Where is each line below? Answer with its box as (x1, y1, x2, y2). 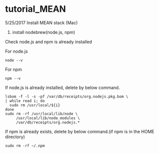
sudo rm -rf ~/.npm (5, 143, 45, 148)
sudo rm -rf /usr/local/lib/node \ (5, 111, 78, 116)
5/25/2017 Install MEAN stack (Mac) (5, 20, 78, 26)
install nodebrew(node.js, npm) (12, 29, 75, 35)
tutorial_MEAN (5, 3, 66, 15)
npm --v (5, 76, 21, 81)
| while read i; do (5, 98, 45, 103)
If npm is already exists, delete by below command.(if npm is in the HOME (5, 128, 155, 134)
